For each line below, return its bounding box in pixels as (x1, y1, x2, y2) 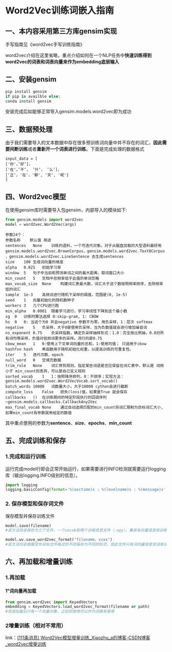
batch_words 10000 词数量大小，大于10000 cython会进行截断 (5, 383, 128, 389)
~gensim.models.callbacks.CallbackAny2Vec (5, 399, 97, 405)
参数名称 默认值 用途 (5, 237, 51, 243)
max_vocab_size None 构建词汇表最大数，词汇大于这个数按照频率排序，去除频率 (5, 281, 163, 286)
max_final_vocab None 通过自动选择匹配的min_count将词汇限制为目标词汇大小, (5, 405, 164, 410)
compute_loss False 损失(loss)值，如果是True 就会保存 (5, 389, 128, 394)
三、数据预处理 (5, 125, 53, 133)
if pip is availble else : (5, 93, 60, 99)
